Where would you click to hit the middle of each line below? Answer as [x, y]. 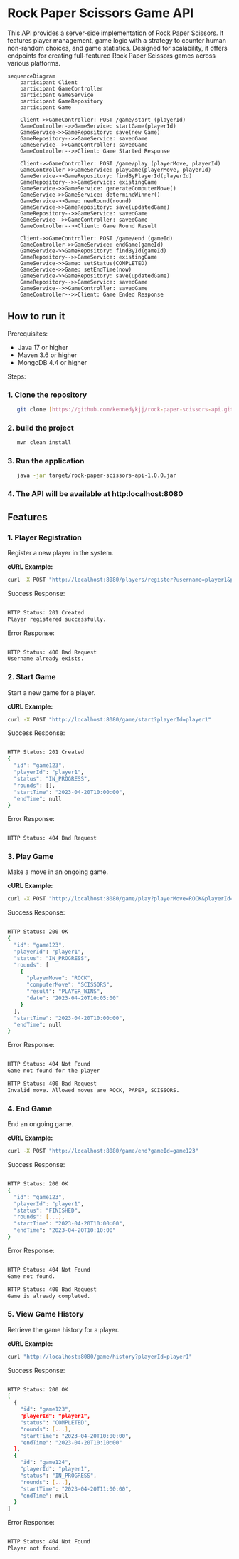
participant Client [49, 82]
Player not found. [34, 1548]
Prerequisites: [28, 334]
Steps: [17, 376]
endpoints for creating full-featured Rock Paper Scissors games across [111, 56]
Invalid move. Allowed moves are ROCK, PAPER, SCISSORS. [94, 1090]
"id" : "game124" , [46, 1463]
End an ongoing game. [41, 1124]
